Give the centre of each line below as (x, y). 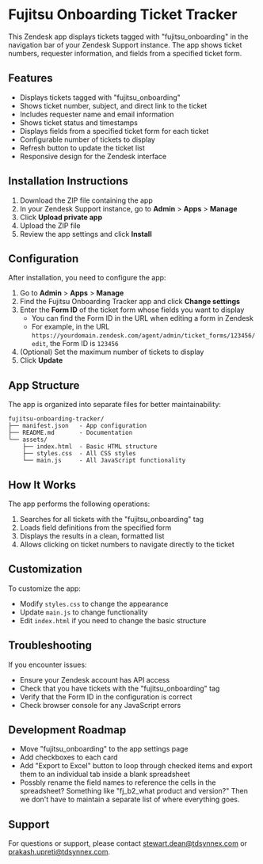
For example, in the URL (71, 327)
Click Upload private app (61, 217)
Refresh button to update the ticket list (82, 147)
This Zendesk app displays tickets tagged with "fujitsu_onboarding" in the (128, 36)
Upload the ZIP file (50, 225)
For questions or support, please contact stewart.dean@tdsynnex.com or (128, 843)
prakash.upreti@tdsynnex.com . (59, 852)
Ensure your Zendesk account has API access (95, 679)
